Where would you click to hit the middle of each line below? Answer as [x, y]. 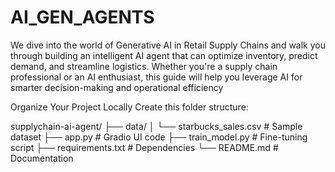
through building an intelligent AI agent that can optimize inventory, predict [164, 55]
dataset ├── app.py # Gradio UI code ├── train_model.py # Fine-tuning [159, 137]
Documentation [42, 158]
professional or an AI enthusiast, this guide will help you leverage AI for [156, 77]
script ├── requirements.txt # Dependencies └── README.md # [144, 147]
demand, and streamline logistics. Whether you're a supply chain [144, 66]
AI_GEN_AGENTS [82, 17]
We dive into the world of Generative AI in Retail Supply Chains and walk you [168, 45]
